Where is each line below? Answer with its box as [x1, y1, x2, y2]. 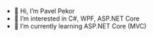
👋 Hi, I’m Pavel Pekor [13, 7, 75, 15]
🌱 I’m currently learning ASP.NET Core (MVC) [13, 22, 147, 30]
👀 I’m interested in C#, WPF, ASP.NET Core [13, 14, 140, 23]
